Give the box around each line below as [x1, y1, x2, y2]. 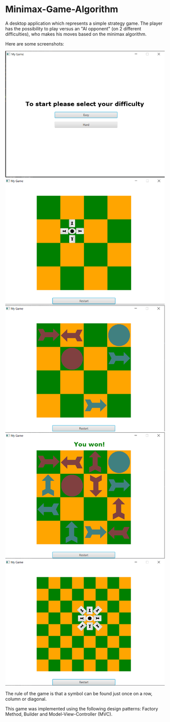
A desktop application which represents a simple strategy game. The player [5, 20, 163, 26]
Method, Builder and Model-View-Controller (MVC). [5, 711, 113, 717]
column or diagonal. [5, 696, 47, 702]
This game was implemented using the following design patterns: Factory [5, 705, 158, 711]
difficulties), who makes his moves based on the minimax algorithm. [5, 31, 147, 37]
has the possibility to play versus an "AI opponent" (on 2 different [5, 25, 142, 31]
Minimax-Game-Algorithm [5, 4, 118, 15]
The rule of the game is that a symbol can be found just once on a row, [5, 690, 153, 696]
